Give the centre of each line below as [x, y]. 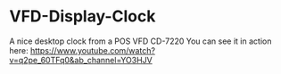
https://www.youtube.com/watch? [93, 50]
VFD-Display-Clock [83, 16]
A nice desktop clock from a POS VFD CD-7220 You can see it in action [140, 41]
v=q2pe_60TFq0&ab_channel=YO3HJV [81, 60]
